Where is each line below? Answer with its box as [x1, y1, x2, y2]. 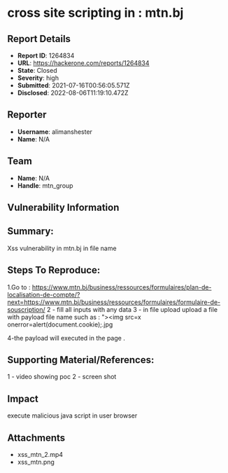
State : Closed [17, 67, 57, 74]
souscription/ [7, 305, 45, 313]
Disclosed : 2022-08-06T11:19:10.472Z [17, 89, 129, 97]
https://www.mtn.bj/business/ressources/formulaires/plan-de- [31, 282, 212, 292]
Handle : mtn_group [17, 181, 73, 190]
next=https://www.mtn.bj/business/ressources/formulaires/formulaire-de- [7, 298, 221, 306]
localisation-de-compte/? [7, 290, 80, 299]
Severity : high [17, 74, 59, 82]
